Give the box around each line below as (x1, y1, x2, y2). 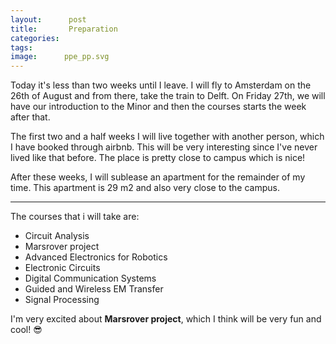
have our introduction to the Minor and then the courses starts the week (10, 101, 307, 113)
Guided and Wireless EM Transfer (24, 283, 164, 295)
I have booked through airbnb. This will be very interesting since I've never (10, 141, 318, 153)
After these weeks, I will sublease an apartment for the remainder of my (10, 171, 306, 183)
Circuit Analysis (24, 230, 90, 242)
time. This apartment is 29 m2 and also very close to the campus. (10, 182, 280, 194)
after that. (10, 111, 51, 123)
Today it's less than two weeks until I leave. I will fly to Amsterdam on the (10, 79, 312, 91)
